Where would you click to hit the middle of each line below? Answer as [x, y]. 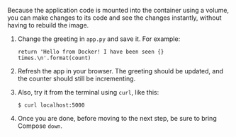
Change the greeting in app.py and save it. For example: [99, 39]
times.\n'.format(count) [54, 58]
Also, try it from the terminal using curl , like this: [88, 92]
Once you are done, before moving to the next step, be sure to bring [117, 118]
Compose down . [40, 126]
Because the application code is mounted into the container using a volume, [118, 10]
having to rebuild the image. [48, 25]
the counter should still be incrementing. [77, 78]
